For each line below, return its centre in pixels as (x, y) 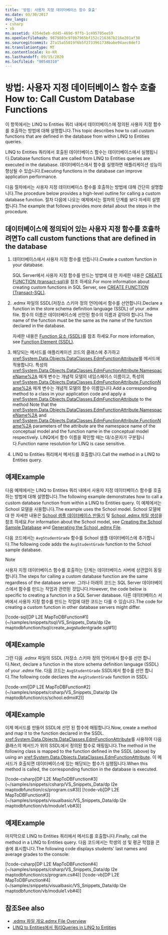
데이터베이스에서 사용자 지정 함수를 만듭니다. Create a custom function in (85, 259)
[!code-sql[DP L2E (24, 617)
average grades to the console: (37, 854)
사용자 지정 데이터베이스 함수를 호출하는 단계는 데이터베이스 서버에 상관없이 (79, 570)
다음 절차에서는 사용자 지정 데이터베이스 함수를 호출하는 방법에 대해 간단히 (77, 187)
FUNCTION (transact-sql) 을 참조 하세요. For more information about (81, 281)
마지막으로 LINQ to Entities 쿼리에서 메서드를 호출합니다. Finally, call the (76, 836)
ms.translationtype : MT (30, 47)
